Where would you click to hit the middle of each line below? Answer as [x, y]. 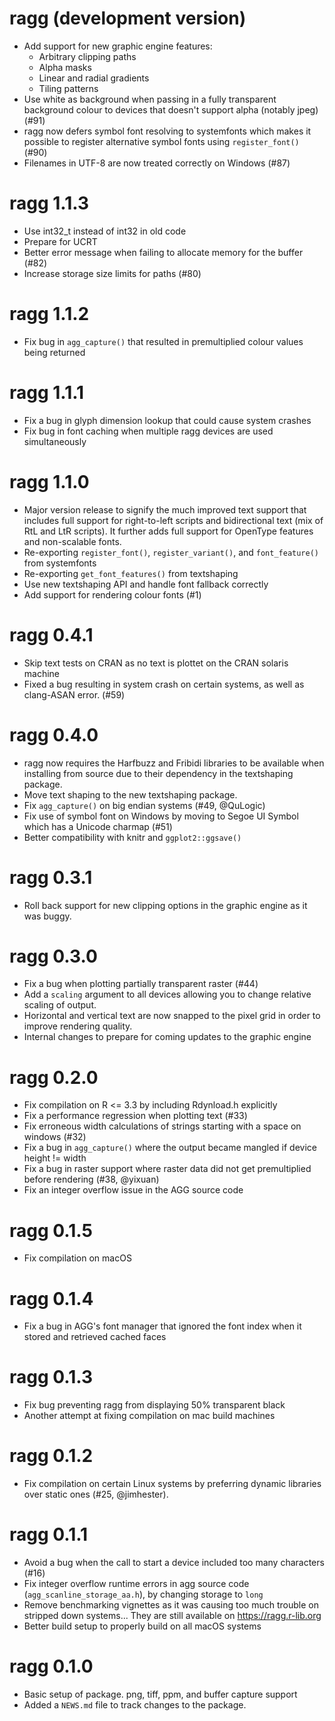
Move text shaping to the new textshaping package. [130, 794]
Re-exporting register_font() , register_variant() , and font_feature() [171, 552]
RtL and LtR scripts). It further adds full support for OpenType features [168, 531]
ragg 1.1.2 [49, 314]
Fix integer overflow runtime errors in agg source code [136, 1584]
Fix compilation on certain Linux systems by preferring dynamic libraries [172, 1484]
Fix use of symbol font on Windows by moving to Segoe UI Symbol [161, 816]
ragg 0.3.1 [51, 877]
